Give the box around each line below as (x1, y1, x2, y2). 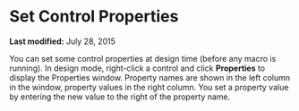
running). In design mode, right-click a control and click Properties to (9, 63, 266, 73)
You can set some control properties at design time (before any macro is (9, 53, 277, 64)
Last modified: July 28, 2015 (9, 36, 116, 47)
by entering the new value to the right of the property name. (9, 91, 231, 102)
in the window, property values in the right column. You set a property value (9, 81, 289, 92)
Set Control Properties (9, 6, 179, 27)
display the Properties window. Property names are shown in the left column (9, 72, 291, 82)
